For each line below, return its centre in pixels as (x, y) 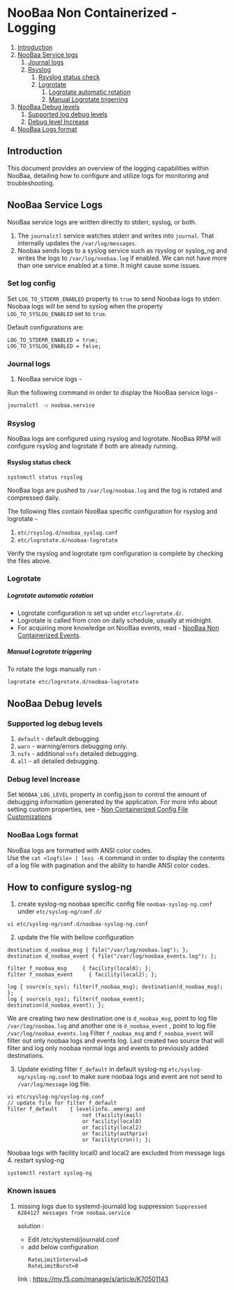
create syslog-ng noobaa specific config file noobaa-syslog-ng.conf (115, 904)
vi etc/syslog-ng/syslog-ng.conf (56, 1097)
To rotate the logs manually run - (54, 669)
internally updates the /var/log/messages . (77, 243)
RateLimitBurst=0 (53, 1266)
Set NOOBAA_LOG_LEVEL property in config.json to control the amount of (107, 794)
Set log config (31, 283)
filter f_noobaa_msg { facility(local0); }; (79, 969)
